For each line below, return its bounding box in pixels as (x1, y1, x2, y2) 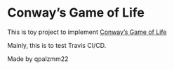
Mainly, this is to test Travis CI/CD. (7, 41, 107, 49)
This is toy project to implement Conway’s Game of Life (7, 28, 167, 36)
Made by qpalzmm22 (7, 54, 69, 63)
